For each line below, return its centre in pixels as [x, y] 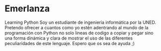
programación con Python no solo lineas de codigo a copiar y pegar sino [79, 33]
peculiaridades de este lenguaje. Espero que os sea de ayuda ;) [70, 43]
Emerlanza [27, 9]
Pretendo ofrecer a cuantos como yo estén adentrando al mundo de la [77, 27]
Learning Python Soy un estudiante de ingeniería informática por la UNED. [80, 22]
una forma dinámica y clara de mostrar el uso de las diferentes [69, 38]
